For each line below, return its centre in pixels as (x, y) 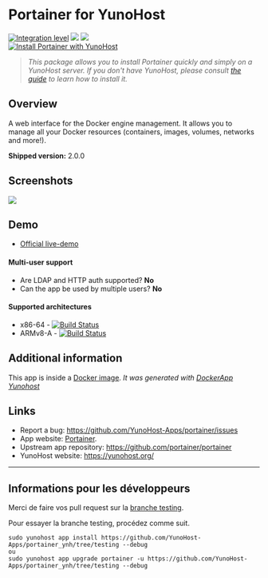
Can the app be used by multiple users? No (91, 289)
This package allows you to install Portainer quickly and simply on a (140, 62)
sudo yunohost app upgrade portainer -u (77, 559)
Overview (33, 104)
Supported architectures (50, 307)
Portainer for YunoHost (87, 15)
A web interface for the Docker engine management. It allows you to (120, 123)
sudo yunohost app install (53, 538)
